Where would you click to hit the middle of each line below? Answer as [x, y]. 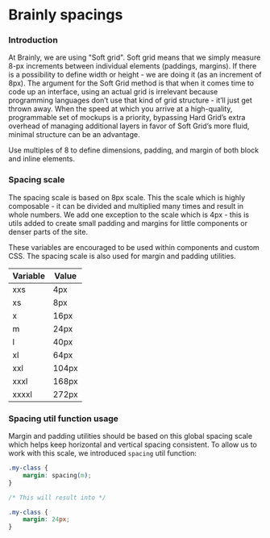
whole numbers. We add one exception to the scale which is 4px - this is [129, 215]
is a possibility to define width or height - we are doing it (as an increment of [135, 75]
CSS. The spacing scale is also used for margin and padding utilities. [122, 256]
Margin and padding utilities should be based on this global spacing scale [130, 436]
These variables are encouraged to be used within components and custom [134, 247]
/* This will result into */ [57, 498]
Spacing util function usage [64, 419]
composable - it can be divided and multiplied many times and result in [126, 206]
